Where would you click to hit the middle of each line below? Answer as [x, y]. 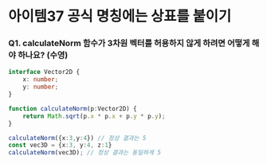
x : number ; [41, 80]
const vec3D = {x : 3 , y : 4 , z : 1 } [60, 145]
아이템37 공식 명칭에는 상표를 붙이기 [120, 16]
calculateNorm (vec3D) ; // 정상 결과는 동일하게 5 [85, 153]
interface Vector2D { [44, 72]
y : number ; [41, 87]
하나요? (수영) [43, 55]
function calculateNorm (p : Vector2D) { [73, 108]
